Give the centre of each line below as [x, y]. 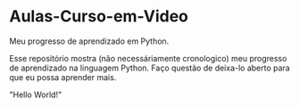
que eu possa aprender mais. [63, 77]
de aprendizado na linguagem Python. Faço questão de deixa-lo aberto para [149, 68]
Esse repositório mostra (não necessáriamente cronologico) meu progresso [148, 58]
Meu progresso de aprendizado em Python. [89, 41]
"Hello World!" [36, 95]
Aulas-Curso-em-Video [99, 16]
